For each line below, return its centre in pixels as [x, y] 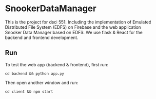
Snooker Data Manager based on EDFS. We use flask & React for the [74, 32]
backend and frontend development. [42, 38]
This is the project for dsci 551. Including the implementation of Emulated [78, 22]
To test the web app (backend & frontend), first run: [57, 64]
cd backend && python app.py [35, 74]
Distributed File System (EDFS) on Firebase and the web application [73, 27]
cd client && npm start [29, 91]
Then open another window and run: [42, 82]
